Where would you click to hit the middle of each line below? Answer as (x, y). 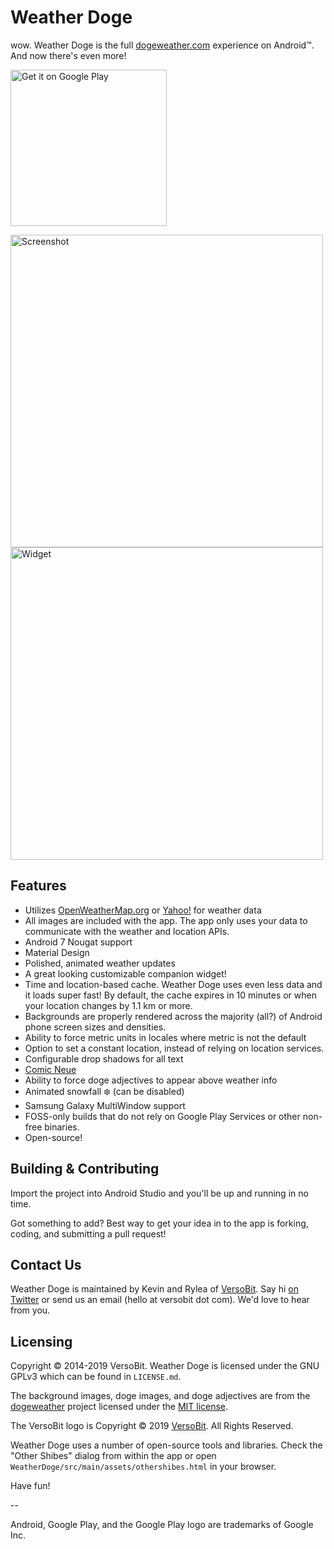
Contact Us (46, 1264)
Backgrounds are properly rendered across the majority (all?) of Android (173, 1016)
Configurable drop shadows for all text (104, 1058)
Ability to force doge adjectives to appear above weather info (151, 1080)
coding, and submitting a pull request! (88, 1233)
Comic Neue (50, 1069)
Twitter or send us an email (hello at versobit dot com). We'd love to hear (160, 1300)
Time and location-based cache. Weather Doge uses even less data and (173, 984)
